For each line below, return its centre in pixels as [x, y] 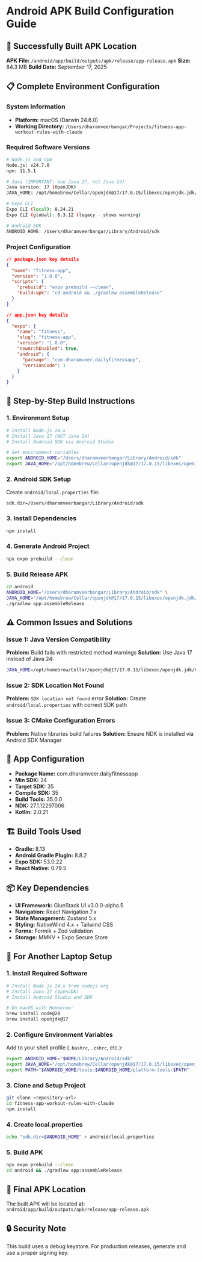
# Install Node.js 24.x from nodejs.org [58, 986]
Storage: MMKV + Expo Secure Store [61, 937]
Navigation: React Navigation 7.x [56, 912]
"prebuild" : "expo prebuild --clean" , [66, 287]
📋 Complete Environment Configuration [83, 86]
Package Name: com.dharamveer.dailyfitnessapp [76, 773]
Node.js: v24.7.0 [28, 165]
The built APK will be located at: [46, 1204]
